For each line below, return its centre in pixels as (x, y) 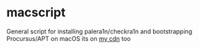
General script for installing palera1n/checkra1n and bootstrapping (99, 31)
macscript (36, 13)
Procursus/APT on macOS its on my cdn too (69, 38)
